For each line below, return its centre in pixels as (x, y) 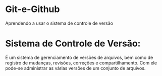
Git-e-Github (33, 9)
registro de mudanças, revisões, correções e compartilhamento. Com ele (81, 63)
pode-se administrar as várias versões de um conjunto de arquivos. (75, 68)
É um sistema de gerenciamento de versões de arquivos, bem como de (79, 57)
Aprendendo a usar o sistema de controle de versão (59, 23)
